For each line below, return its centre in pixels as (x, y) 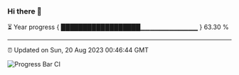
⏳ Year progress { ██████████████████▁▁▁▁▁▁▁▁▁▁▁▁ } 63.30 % (118, 27)
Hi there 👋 (25, 11)
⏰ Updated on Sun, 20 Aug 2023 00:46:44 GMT (78, 50)
